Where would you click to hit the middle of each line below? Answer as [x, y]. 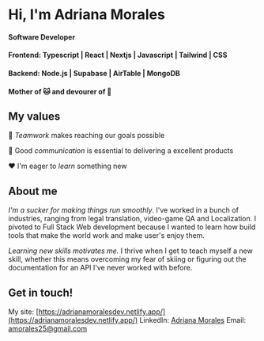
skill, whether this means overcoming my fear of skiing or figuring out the [127, 259]
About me [33, 191]
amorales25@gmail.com [48, 328]
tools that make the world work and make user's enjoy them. [107, 236]
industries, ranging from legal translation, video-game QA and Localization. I [132, 219]
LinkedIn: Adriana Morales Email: [193, 320]
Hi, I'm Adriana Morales [87, 15]
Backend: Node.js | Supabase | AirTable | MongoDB [94, 73]
